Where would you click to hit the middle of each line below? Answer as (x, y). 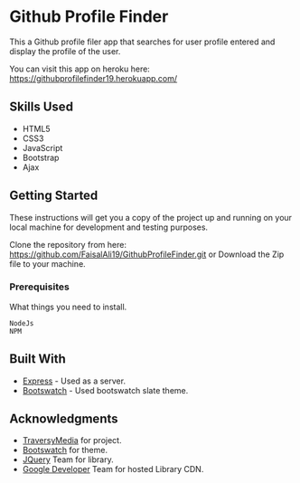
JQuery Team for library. (68, 459)
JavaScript (42, 147)
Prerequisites (39, 287)
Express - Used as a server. (74, 381)
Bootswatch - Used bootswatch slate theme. (105, 390)
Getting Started (54, 196)
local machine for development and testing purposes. (109, 227)
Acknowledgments (64, 419)
